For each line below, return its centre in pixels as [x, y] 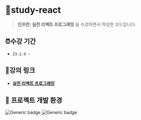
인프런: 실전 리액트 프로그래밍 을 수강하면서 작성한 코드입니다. [77, 24]
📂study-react [33, 10]
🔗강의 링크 [20, 70]
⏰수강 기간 [21, 41]
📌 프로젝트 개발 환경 [34, 100]
